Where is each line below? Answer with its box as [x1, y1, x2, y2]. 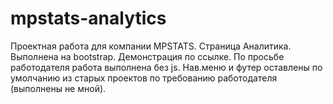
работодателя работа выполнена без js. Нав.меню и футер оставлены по [10, 61, 323, 73]
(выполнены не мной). [10, 82, 107, 94]
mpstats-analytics [10, 7, 167, 30]
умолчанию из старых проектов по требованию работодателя [10, 72, 278, 84]
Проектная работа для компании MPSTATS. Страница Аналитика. [10, 40, 292, 52]
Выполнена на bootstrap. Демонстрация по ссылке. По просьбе [10, 50, 285, 62]
